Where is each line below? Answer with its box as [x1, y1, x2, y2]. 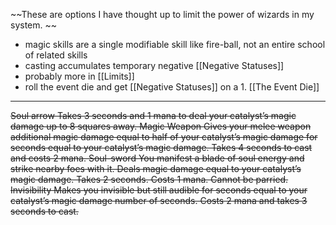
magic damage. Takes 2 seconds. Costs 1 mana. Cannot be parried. [10, 174, 289, 185]
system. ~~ [10, 19, 58, 31]
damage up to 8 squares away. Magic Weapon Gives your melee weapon [10, 120, 312, 132]
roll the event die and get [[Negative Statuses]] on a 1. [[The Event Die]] [24, 81, 320, 93]
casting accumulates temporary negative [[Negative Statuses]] [24, 60, 285, 71]
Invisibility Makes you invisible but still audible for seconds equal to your [10, 184, 308, 196]
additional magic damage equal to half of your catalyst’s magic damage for [10, 131, 318, 143]
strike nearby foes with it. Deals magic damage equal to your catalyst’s [10, 163, 302, 174]
